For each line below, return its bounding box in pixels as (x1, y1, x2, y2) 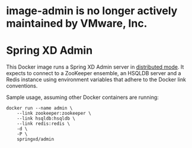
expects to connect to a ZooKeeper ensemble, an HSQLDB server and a (6, 70, 181, 77)
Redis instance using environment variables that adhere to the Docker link (6, 76, 187, 83)
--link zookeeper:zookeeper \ (17, 111, 92, 117)
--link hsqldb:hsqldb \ (17, 115, 76, 122)
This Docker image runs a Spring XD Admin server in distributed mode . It (6, 63, 184, 70)
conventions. (6, 82, 38, 89)
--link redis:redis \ (17, 121, 70, 127)
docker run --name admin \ (6, 105, 73, 111)
